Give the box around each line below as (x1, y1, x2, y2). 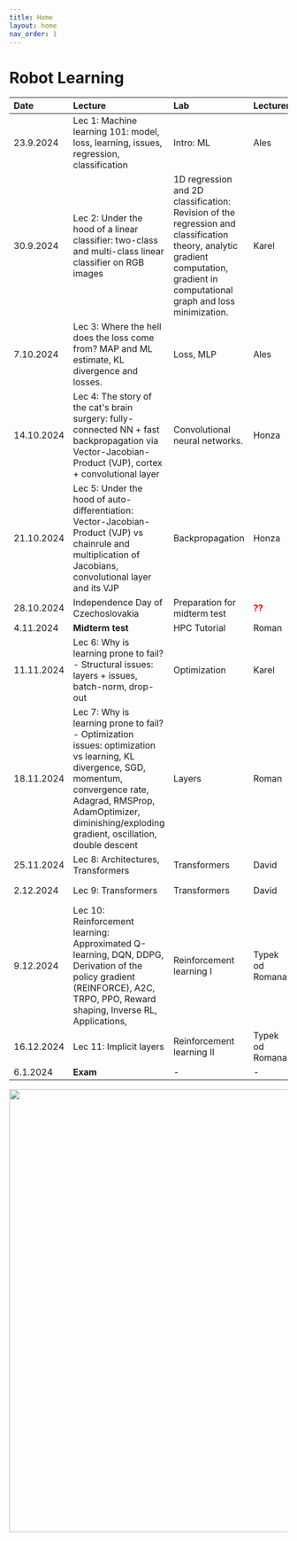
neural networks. (173, 435, 244, 448)
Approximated (72, 938, 133, 950)
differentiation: (72, 504, 134, 517)
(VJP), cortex (108, 457, 163, 470)
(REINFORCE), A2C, (72, 982, 156, 994)
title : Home (9, 12, 53, 22)
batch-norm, (72, 681, 127, 693)
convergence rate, (72, 783, 149, 796)
